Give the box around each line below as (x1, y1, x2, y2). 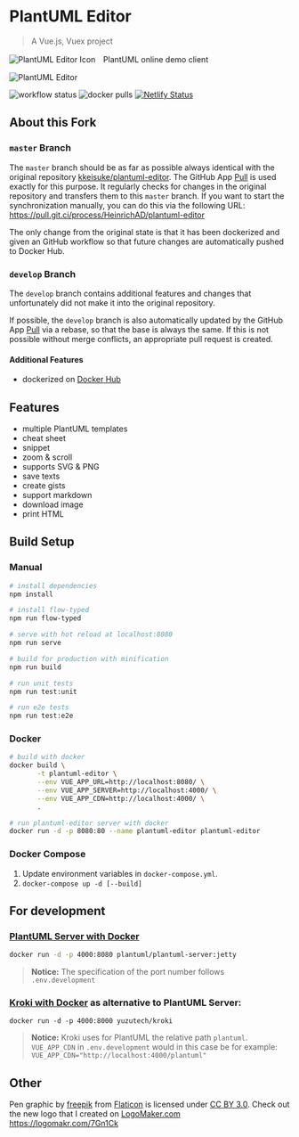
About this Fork (9, 115, 97, 130)
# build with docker (9, 753, 86, 762)
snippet (21, 442, 51, 453)
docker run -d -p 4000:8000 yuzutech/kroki (9, 1017, 174, 1026)
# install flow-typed (9, 606, 90, 615)
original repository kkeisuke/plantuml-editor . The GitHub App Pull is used (9, 171, 277, 182)
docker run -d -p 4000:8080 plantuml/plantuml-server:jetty (9, 951, 238, 960)
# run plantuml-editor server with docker (9, 818, 169, 828)
